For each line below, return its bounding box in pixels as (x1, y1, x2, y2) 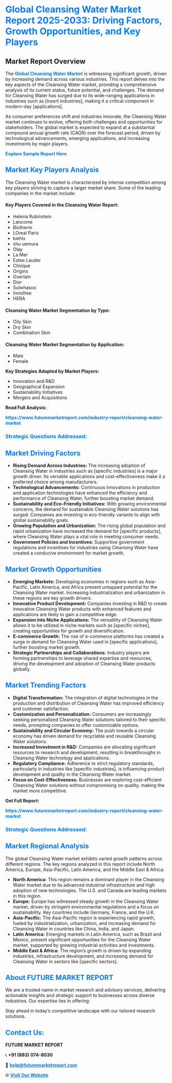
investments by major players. (5, 141, 69, 147)
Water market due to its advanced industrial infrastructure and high (12, 882, 155, 888)
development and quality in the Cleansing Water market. (12, 771, 132, 777)
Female (12, 358, 29, 364)
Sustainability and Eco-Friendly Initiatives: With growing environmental (12, 501, 167, 507)
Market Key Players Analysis (5, 166, 99, 174)
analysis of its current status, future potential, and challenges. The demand (5, 87, 164, 93)
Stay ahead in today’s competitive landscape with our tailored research (5, 1008, 156, 1014)
